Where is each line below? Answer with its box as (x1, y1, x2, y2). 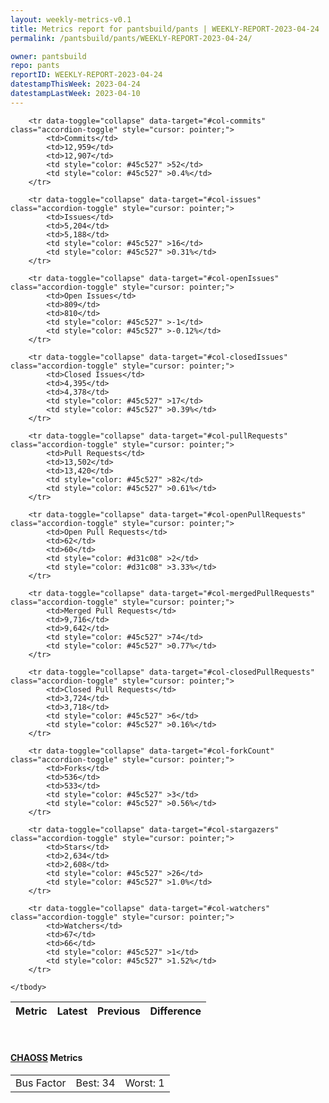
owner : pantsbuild (10, 51, 87, 61)
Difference (149, 1004, 202, 1018)
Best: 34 (75, 1076, 116, 1090)
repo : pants (10, 61, 60, 71)
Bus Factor (15, 1076, 67, 1090)
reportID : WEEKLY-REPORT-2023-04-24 (10, 70, 163, 80)
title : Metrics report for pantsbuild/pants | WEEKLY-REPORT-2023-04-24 (10, 24, 320, 34)
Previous (97, 1004, 141, 1018)
